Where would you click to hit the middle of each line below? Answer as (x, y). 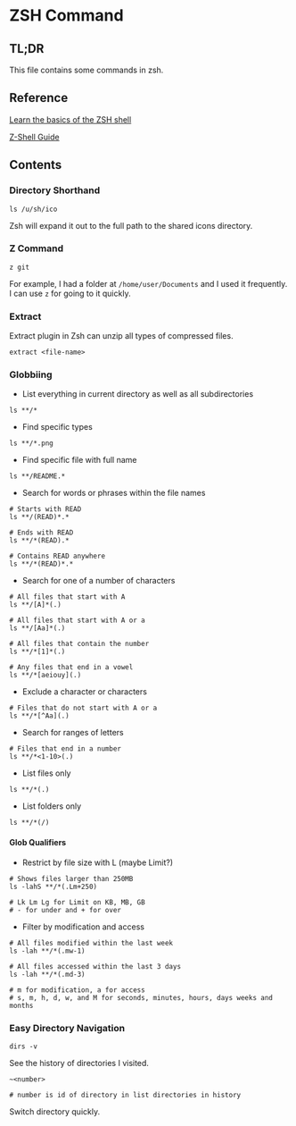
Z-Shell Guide (34, 137)
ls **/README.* (37, 476)
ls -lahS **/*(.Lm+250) (53, 887)
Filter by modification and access (83, 927)
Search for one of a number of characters (99, 581)
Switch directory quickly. (55, 1111)
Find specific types (58, 427)
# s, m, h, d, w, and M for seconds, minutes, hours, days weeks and (141, 997)
